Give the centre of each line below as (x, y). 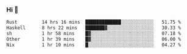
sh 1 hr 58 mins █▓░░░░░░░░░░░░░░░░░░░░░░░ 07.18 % (94, 34)
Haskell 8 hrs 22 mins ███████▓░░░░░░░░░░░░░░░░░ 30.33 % (94, 28)
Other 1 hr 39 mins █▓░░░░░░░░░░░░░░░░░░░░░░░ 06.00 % (94, 39)
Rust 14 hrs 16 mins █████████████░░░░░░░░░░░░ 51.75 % (94, 22)
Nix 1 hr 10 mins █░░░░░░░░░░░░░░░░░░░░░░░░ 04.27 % (94, 45)
